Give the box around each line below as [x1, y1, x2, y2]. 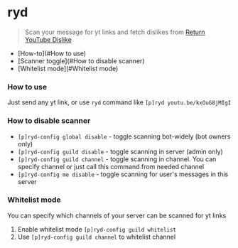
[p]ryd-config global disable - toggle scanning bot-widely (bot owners [17, 132, 231, 141]
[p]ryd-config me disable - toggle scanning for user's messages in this [17, 170, 229, 178]
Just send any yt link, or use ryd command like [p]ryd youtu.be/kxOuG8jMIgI [7, 98, 232, 107]
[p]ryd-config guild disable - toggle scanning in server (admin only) [17, 147, 224, 156]
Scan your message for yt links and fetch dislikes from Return [24, 28, 205, 36]
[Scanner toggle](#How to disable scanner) [17, 56, 145, 65]
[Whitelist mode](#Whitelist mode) [17, 64, 119, 72]
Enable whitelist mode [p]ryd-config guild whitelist [17, 225, 176, 233]
